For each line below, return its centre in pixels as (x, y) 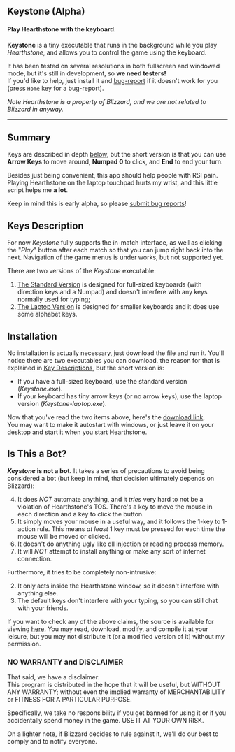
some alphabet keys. (47, 314)
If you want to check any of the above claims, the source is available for (111, 621)
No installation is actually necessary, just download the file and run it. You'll (116, 353)
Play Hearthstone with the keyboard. (62, 29)
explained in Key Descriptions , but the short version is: (86, 368)
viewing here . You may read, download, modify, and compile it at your (108, 629)
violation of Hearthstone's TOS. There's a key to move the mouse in (115, 507)
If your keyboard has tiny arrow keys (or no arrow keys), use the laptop (120, 396)
